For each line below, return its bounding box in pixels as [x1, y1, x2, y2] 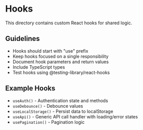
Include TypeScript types [12, 64, 65, 70]
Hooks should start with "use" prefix [12, 48, 88, 54]
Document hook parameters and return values [12, 59, 109, 65]
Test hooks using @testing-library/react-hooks [12, 69, 110, 75]
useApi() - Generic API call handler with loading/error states [12, 113, 138, 119]
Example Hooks [5, 84, 56, 93]
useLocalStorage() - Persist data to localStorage [12, 108, 114, 114]
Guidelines [5, 34, 40, 43]
